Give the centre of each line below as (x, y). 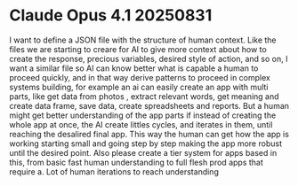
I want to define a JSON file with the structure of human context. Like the (143, 40)
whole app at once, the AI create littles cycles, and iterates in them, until (141, 124)
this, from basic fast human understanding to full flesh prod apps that (137, 162)
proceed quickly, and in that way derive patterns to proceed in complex (140, 77)
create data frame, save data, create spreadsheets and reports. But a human (149, 105)
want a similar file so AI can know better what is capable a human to (134, 68)
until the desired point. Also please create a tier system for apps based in (143, 152)
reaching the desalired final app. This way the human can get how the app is (149, 134)
